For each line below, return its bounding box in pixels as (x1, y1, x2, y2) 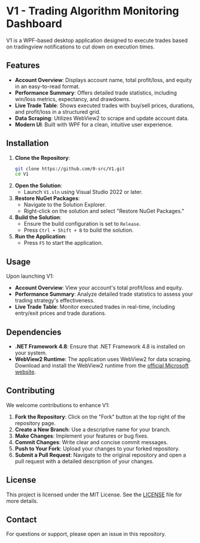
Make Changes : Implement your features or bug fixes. (14, 432, 149, 439)
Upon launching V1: (6, 272, 54, 280)
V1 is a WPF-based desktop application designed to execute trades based (6, 37, 188, 44)
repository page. (14, 419, 56, 426)
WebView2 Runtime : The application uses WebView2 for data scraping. (14, 355, 192, 363)
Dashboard (6, 17, 63, 31)
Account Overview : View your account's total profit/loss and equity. (14, 284, 183, 292)
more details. (6, 497, 39, 504)
